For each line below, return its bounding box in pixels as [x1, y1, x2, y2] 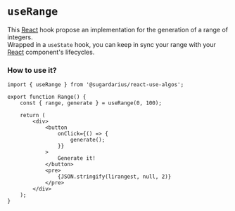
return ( [20, 112, 46, 119]
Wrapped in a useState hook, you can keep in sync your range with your [7, 40, 217, 48]
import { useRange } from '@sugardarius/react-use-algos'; [7, 81, 184, 88]
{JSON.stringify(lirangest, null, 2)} [57, 173, 172, 180]
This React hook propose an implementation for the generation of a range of [7, 25, 229, 34]
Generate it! [57, 155, 96, 162]
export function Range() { [7, 93, 87, 101]
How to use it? [7, 65, 58, 75]
